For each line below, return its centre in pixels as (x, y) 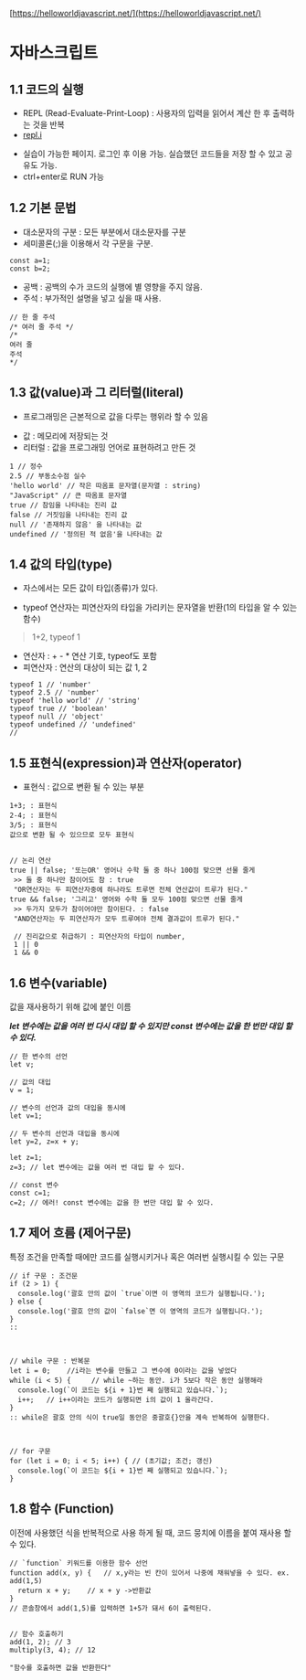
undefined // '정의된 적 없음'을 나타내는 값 (86, 534)
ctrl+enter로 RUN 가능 (63, 176)
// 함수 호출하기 (37, 1634)
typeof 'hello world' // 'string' (75, 701)
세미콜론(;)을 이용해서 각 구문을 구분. (88, 243)
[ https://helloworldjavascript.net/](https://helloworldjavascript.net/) (136, 13)
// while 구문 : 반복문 (50, 1361)
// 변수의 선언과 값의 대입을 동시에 (68, 1108)
